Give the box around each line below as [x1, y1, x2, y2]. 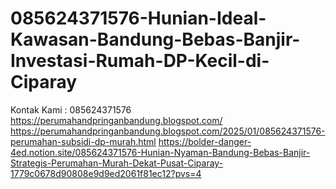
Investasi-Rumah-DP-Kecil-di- [10, 50, 270, 72]
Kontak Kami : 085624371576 [10, 103, 132, 116]
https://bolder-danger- [158, 135, 252, 147]
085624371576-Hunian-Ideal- [10, 7, 267, 30]
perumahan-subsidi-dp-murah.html [10, 135, 157, 147]
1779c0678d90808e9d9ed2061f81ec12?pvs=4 [10, 167, 202, 179]
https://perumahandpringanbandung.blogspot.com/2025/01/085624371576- [10, 125, 326, 137]
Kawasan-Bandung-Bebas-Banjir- [10, 28, 301, 51]
